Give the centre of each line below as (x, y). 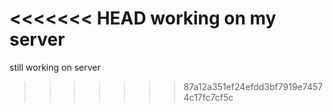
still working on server (55, 67)
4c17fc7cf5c (208, 97)
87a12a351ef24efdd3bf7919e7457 (253, 86)
